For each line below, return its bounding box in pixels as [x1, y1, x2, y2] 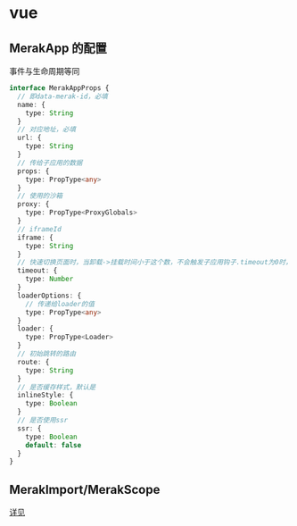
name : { [17, 100, 46, 109]
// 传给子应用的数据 [17, 158, 83, 167]
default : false [25, 440, 82, 449]
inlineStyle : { [17, 391, 74, 400]
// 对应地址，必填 [17, 125, 77, 134]
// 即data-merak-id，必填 [17, 92, 109, 101]
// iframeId [17, 224, 62, 234]
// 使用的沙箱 [17, 191, 63, 201]
